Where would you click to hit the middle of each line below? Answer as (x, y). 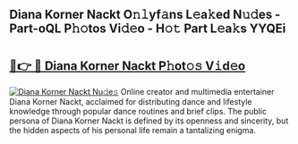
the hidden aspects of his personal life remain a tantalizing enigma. (133, 130)
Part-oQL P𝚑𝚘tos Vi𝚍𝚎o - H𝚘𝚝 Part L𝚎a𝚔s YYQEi (148, 29)
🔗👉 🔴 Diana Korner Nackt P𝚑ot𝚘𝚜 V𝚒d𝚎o (128, 66)
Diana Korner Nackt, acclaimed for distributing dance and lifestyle (131, 102)
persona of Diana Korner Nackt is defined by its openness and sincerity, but (149, 121)
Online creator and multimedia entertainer (197, 92)
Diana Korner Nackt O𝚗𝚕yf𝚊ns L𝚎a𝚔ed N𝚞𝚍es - (145, 15)
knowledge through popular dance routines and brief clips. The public (138, 111)
